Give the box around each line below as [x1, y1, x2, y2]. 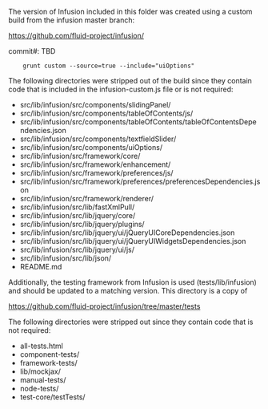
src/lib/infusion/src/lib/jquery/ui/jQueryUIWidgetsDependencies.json [19, 237, 246, 245]
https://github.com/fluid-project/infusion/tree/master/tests [8, 302, 201, 311]
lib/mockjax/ [19, 366, 62, 376]
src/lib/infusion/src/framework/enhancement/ [19, 160, 171, 169]
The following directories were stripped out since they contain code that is [8, 317, 254, 326]
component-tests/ [19, 350, 80, 359]
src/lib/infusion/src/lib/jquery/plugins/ [19, 220, 146, 229]
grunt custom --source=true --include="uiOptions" [22, 62, 195, 70]
